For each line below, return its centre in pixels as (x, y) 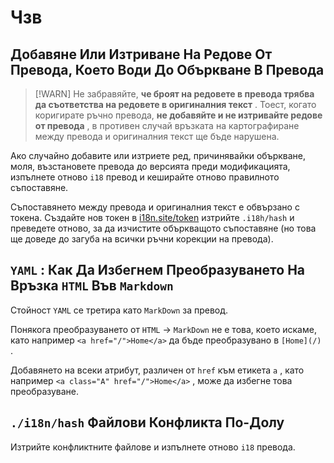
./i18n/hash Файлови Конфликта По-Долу (147, 422)
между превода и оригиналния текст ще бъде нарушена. (157, 136)
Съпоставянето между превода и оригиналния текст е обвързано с (155, 207)
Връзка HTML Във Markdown (92, 286)
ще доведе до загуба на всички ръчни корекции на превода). (142, 239)
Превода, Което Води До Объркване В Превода (167, 69)
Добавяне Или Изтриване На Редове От (141, 54)
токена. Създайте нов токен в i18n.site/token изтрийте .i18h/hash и (152, 217)
